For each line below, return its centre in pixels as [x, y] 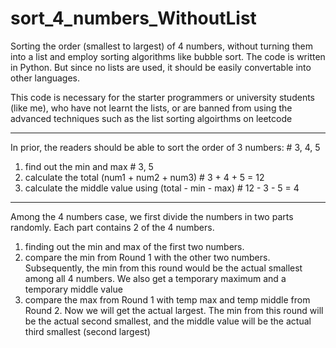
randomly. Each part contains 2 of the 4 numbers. [112, 227]
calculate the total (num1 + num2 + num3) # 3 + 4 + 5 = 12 [144, 177]
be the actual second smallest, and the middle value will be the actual [168, 321]
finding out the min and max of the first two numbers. [134, 246]
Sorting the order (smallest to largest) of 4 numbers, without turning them [161, 46]
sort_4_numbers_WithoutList [133, 18]
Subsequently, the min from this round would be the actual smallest [163, 268]
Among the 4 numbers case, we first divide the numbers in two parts [152, 216]
